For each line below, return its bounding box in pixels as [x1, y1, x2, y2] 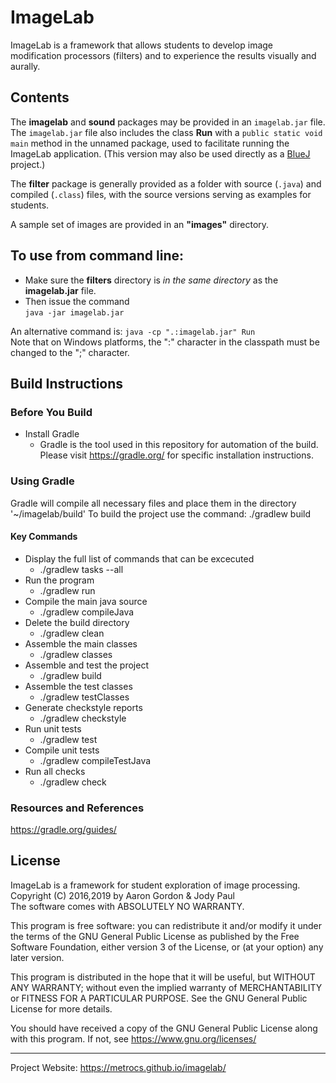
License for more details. [10, 1002, 113, 1015]
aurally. [10, 60, 41, 72]
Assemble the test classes [24, 680, 133, 692]
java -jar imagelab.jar [24, 307, 125, 318]
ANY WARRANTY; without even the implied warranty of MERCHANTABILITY [10, 981, 323, 993]
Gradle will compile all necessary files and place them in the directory [10, 497, 297, 509]
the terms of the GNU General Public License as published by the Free [10, 930, 300, 942]
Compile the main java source [24, 595, 148, 607]
